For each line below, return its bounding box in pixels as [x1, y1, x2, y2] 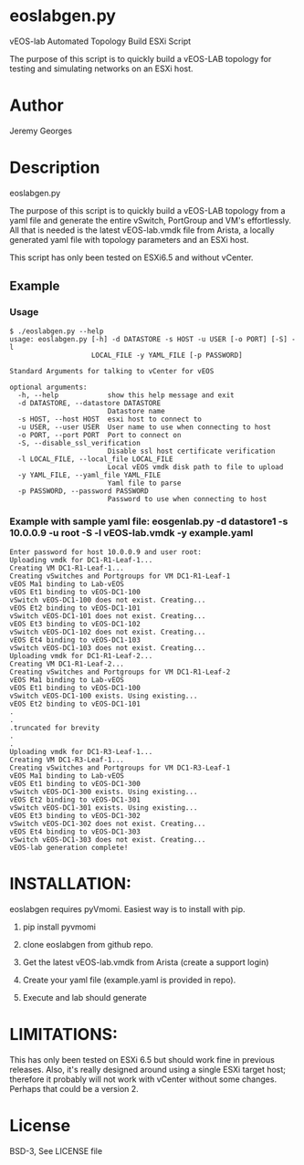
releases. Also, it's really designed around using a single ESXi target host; [9, 1064, 286, 1075]
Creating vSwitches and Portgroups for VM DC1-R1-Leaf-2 [9, 667, 231, 677]
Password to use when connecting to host [107, 494, 267, 503]
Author [9, 95, 64, 116]
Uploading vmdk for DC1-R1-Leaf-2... [9, 651, 153, 660]
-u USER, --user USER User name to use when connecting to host [17, 422, 272, 432]
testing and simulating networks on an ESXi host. [9, 63, 194, 74]
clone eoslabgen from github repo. [22, 939, 153, 950]
